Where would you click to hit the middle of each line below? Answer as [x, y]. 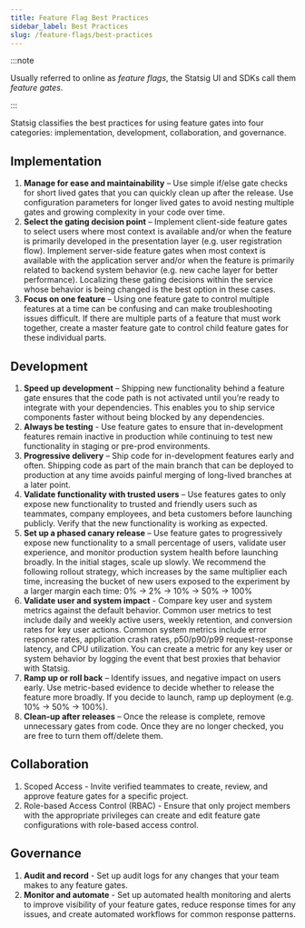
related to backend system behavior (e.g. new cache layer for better [151, 270]
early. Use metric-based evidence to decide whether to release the [149, 688]
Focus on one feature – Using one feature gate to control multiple [146, 299]
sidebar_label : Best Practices [69, 26]
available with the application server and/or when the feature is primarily [159, 261]
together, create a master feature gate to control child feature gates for [156, 328]
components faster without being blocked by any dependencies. [144, 417]
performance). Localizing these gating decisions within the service [148, 280]
